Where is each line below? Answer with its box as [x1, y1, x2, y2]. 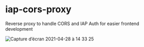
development [5, 26, 33, 32]
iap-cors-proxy [5, 4, 71, 15]
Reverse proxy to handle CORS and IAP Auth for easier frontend [5, 20, 139, 27]
